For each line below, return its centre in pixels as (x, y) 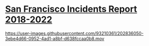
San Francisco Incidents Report (71, 9)
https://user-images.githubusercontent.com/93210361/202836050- (74, 33)
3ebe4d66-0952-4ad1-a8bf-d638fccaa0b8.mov (55, 39)
